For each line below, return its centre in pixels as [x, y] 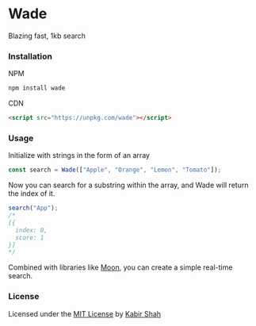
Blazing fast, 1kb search [47, 36]
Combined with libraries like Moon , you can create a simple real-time [120, 267]
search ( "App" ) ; [33, 208]
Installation [31, 56]
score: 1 [30, 238]
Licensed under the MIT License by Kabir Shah [84, 313]
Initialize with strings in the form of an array [79, 155]
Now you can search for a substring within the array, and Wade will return [128, 185]
